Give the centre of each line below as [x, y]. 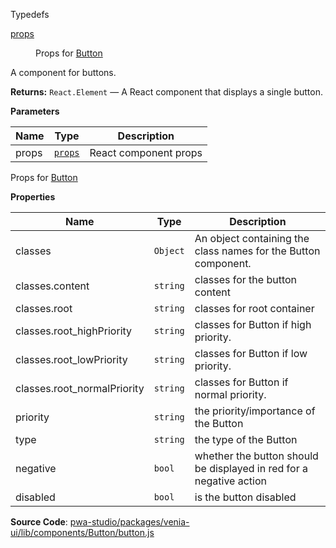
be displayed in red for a [251, 468]
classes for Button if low [251, 353]
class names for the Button [257, 251]
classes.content [52, 286]
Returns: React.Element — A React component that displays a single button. [166, 92]
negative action [231, 481]
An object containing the [252, 238]
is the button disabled [245, 497]
